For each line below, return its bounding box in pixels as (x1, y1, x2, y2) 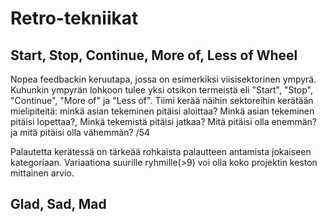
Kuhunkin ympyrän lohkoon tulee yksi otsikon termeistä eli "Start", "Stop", (10, 84, 314, 96)
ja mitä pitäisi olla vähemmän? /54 (10, 127, 151, 138)
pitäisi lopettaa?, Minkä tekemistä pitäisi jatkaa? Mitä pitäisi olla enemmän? (10, 116, 317, 127)
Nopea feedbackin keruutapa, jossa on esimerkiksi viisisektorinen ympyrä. (10, 73, 317, 85)
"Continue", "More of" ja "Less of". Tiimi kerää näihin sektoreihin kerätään (10, 95, 314, 106)
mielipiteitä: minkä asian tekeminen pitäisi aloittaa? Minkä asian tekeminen (10, 105, 315, 117)
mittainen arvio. (10, 167, 75, 179)
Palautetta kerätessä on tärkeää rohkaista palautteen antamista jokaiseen (10, 146, 312, 157)
